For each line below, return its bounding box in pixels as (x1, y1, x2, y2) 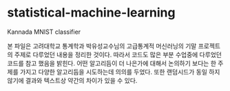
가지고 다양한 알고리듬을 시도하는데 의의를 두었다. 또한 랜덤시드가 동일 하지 (19, 68, 220, 76)
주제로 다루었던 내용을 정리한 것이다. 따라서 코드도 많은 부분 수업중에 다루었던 (14, 50, 222, 59)
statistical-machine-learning (7, 5, 176, 21)
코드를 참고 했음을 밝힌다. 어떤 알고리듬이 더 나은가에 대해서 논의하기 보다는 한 (7, 59, 217, 67)
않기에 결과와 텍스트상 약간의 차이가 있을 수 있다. (7, 76, 138, 84)
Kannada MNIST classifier (7, 28, 81, 36)
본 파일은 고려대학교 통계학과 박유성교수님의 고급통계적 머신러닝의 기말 (7, 41, 197, 50)
